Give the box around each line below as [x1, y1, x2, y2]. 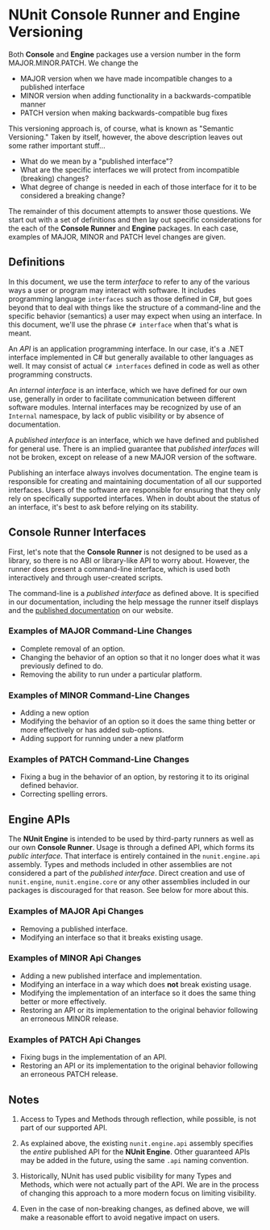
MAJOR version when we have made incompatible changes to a [19, 73, 233, 83]
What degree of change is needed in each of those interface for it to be [19, 181, 257, 191]
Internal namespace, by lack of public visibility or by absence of [8, 411, 224, 420]
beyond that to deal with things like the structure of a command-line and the [8, 302, 261, 312]
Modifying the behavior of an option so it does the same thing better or [19, 716, 256, 727]
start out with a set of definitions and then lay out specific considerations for [8, 215, 262, 224]
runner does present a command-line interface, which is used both [8, 564, 231, 573]
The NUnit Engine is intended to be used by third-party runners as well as [8, 834, 254, 844]
